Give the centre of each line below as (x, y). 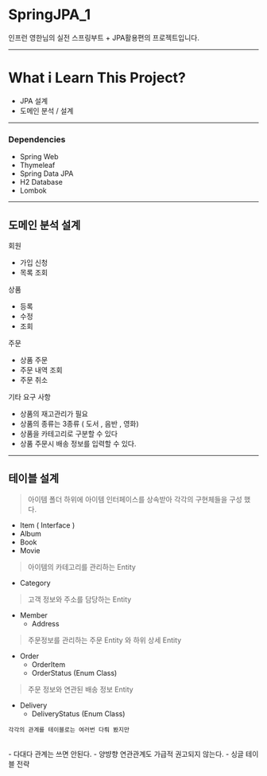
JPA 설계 (34, 100)
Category (35, 583)
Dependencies (37, 139)
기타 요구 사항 (30, 396)
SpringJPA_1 (50, 15)
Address (45, 623)
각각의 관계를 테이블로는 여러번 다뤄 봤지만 (69, 730)
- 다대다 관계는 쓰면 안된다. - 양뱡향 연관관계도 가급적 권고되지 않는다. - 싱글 (126, 754)
